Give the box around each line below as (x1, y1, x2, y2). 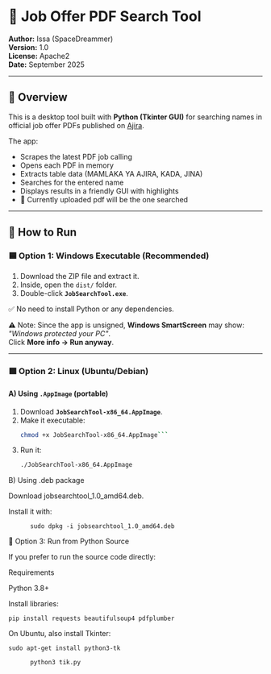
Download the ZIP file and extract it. (19, 272, 140, 281)
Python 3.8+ (8, 584, 50, 593)
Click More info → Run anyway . (8, 338, 115, 347)
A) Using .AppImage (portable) (8, 389, 109, 398)
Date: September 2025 (8, 60, 85, 69)
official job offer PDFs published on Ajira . (8, 120, 145, 130)
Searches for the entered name (19, 177, 124, 187)
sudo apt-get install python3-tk (8, 644, 121, 652)
